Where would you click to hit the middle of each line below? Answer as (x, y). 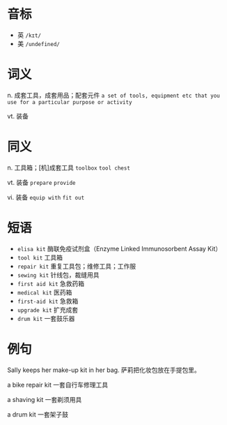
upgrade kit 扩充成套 (48, 310)
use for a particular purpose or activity (70, 102)
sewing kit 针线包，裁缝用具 (58, 275)
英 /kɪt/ (29, 35)
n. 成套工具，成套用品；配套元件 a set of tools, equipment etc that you (114, 95)
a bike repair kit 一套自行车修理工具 (58, 385)
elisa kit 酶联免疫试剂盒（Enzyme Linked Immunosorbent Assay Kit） (119, 248)
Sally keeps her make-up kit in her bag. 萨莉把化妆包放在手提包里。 (104, 370)
